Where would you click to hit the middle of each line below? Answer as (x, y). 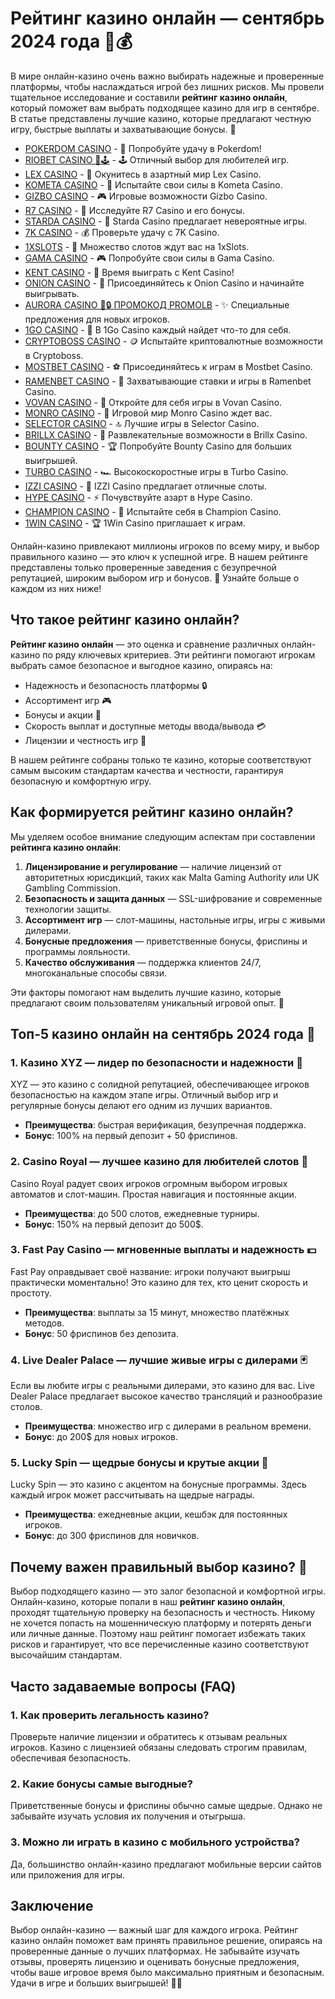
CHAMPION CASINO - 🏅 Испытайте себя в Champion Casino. (153, 511)
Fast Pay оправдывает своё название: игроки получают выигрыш (150, 1271)
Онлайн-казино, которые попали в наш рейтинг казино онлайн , (148, 1602)
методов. (44, 1323)
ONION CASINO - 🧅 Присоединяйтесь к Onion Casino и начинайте (164, 283)
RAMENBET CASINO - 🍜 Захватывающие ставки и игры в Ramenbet (168, 381)
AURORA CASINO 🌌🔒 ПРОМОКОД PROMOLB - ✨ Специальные (157, 304)
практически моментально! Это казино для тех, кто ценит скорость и (159, 1282)
